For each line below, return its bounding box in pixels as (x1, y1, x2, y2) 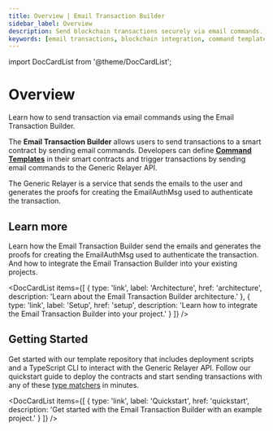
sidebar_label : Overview (8, 20, 93, 28)
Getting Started (8, 332, 89, 346)
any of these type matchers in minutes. (8, 380, 140, 389)
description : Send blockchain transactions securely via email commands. (8, 27, 264, 35)
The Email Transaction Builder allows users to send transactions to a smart (8, 137, 262, 147)
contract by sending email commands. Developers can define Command (8, 146, 252, 156)
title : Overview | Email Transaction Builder (8, 11, 165, 20)
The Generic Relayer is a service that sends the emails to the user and (8, 178, 243, 188)
